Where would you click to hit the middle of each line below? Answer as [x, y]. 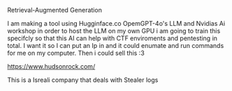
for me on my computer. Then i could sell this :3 [76, 53]
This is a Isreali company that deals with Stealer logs [83, 80]
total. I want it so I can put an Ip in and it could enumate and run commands [116, 45]
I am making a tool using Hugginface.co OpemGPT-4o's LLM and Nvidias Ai [116, 23]
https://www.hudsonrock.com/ [51, 66]
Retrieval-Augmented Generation [55, 10]
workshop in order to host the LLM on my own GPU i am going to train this [114, 31]
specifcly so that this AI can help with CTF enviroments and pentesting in [113, 38]
